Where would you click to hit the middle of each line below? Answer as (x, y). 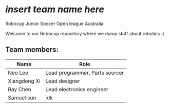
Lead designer (63, 81)
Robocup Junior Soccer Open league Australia (54, 24)
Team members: (32, 50)
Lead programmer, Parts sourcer (85, 73)
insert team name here (55, 9)
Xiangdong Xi (24, 81)
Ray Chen (20, 89)
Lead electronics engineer (77, 89)
